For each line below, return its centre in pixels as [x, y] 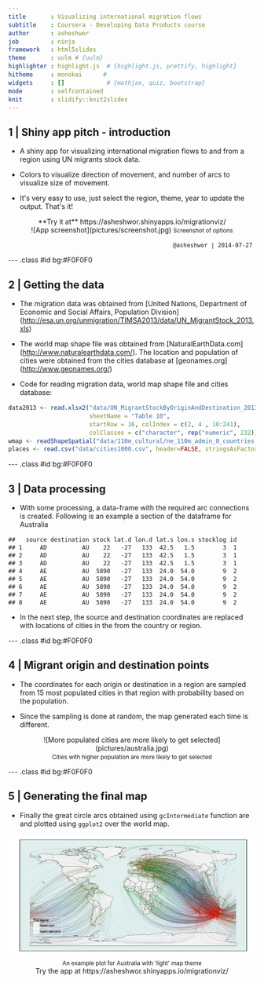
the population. [44, 701]
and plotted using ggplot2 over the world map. [95, 824]
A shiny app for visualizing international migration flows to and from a [132, 151]
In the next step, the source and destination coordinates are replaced [131, 617]
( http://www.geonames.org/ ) [66, 369]
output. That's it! [46, 206]
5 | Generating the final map [78, 797]
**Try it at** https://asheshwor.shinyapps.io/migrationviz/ [132, 222]
